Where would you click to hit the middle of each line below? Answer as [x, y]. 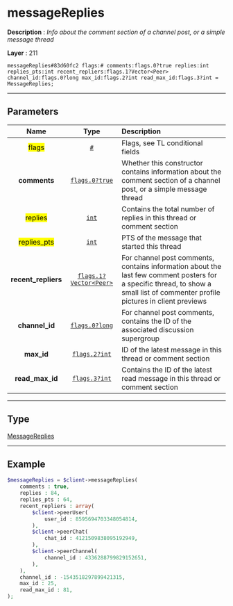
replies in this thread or [159, 218]
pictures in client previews [164, 301]
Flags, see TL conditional [162, 142]
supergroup [140, 338]
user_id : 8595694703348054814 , [91, 519]
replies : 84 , [40, 493]
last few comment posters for [169, 275]
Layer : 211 [23, 53]
